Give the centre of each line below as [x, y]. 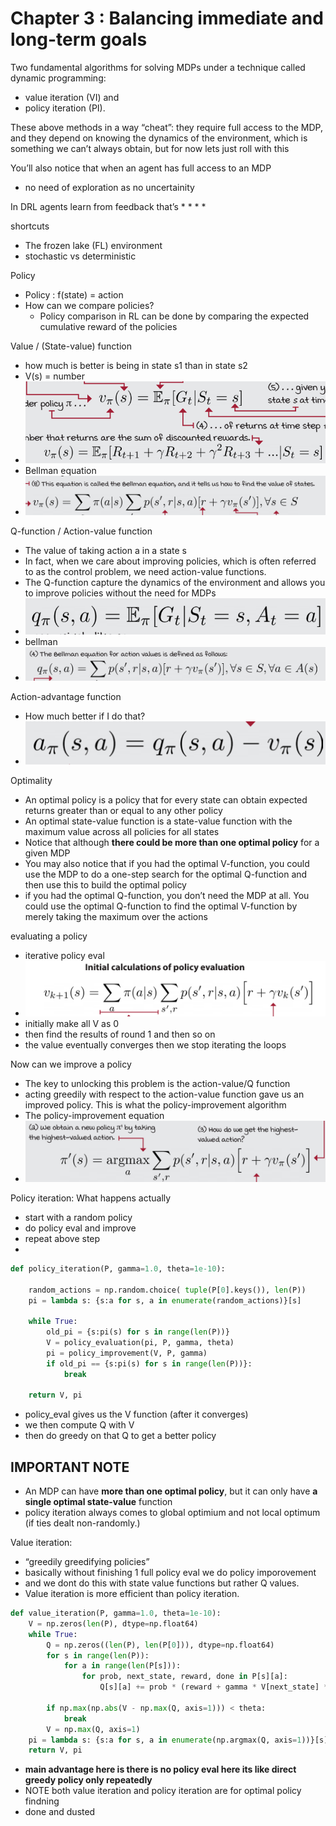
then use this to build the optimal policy [105, 885]
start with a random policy [78, 1217]
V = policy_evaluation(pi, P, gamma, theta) [140, 1343]
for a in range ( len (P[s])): [122, 1666]
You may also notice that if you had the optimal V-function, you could [167, 864]
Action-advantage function [66, 696]
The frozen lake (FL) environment [93, 245]
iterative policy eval [64, 956]
